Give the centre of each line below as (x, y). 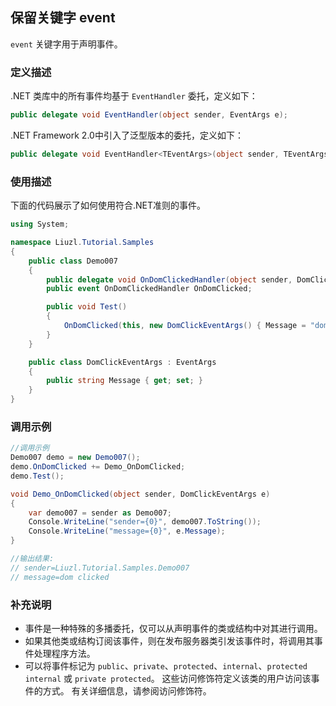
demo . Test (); (37, 476)
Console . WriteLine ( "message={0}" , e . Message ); (127, 531)
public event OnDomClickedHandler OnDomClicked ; (149, 289)
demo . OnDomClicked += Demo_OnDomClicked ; (98, 467)
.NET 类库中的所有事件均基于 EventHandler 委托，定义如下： (134, 96)
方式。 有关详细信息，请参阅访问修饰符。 (127, 691)
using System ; (40, 224)
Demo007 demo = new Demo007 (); (75, 458)
